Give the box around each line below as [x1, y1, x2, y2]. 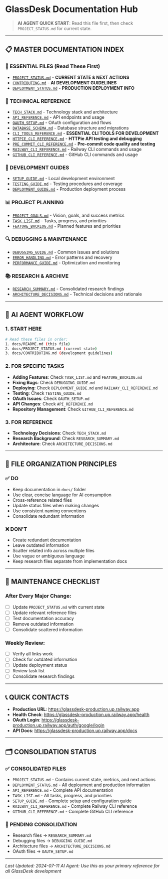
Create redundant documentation [12, 537, 81, 543]
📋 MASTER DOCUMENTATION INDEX [5, 45, 124, 54]
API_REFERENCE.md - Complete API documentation [12, 787, 113, 793]
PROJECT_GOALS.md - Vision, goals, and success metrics [12, 212, 125, 218]
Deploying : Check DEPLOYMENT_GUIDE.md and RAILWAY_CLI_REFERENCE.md [12, 385, 158, 391]
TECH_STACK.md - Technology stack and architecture [12, 109, 118, 115]
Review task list [12, 668, 45, 674]
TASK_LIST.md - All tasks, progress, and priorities [12, 792, 112, 798]
